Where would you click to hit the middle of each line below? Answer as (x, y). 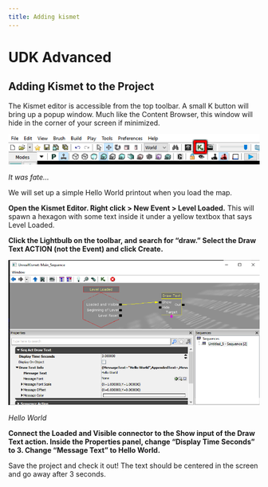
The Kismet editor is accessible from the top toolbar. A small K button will (128, 106)
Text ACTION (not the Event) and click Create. (86, 249)
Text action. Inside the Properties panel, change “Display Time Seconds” (132, 442)
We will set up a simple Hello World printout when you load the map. (120, 192)
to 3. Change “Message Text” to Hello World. (85, 450)
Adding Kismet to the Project (81, 86)
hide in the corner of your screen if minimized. (85, 123)
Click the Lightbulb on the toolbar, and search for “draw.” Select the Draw (132, 240)
